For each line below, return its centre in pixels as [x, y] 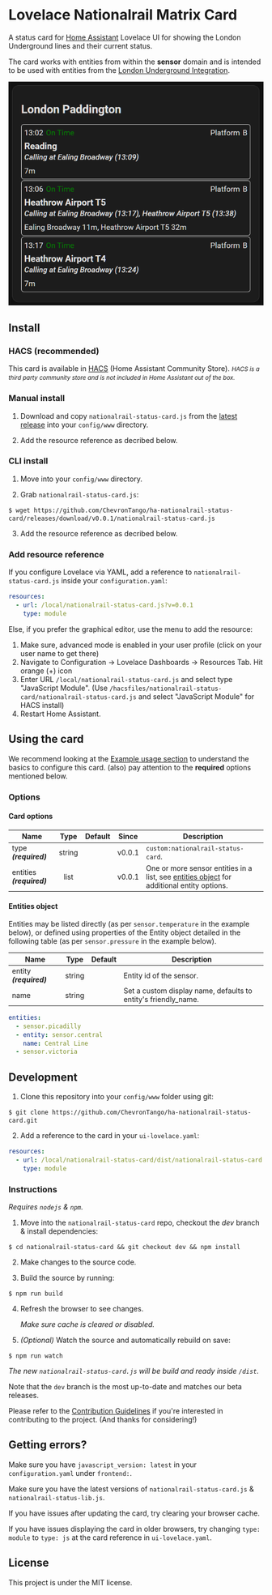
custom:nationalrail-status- [195, 849]
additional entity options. [187, 885]
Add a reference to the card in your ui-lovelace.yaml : [110, 1136]
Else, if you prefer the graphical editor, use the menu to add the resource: [131, 629]
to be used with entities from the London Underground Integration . [119, 70]
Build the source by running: [67, 1278]
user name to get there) [59, 653]
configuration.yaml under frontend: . [70, 1473]
